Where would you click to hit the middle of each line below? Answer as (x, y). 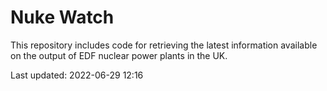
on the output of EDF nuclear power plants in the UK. (119, 55)
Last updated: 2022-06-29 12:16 (77, 75)
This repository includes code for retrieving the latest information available (164, 45)
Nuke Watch (62, 17)
